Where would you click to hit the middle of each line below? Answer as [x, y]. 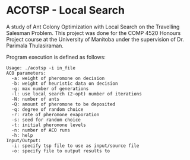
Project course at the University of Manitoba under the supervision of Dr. [95, 39]
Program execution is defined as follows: [56, 57]
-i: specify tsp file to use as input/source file [75, 146]
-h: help [22, 135]
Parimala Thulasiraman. [35, 46]
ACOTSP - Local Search [65, 10]
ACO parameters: [26, 73]
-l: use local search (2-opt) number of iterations [77, 94]
